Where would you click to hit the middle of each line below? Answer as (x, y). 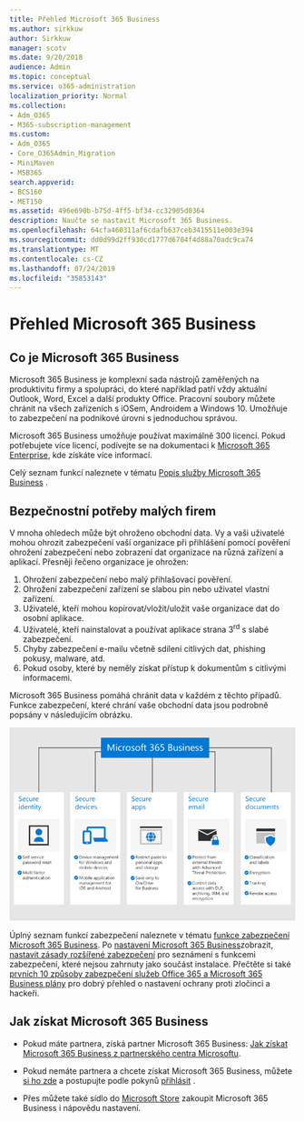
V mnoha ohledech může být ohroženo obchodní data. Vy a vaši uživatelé (147, 533)
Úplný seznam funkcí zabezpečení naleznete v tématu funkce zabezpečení (150, 935)
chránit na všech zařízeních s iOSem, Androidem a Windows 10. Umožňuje (148, 408)
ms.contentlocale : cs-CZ (56, 259)
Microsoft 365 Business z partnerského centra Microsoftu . (132, 1053)
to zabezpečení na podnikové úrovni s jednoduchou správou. (123, 418)
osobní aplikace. (53, 618)
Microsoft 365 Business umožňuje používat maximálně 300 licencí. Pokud (147, 436)
